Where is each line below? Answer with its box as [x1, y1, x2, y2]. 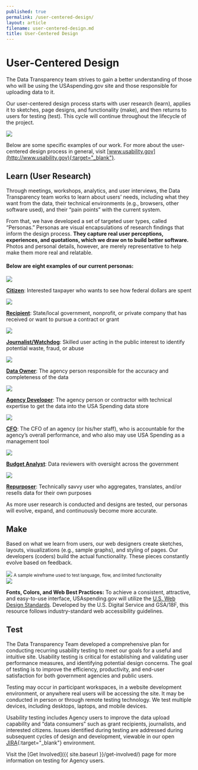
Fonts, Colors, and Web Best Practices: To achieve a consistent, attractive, [6, 588, 191, 596]
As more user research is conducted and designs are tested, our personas [6, 501, 188, 508]
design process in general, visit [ [29, 148, 109, 155]
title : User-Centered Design [6, 31, 78, 37]
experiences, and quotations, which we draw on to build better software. [6, 236, 189, 243]
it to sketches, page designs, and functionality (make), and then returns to [6, 106, 187, 113]
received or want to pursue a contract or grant [6, 316, 120, 323]
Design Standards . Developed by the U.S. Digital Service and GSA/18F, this [6, 601, 189, 608]
